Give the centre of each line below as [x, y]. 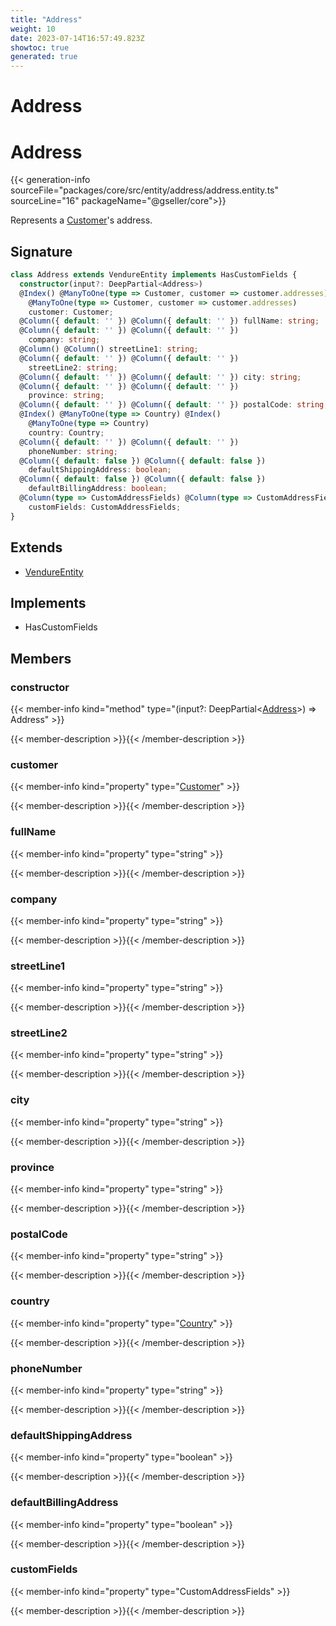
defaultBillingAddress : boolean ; [98, 489]
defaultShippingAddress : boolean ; [100, 470]
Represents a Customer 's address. [81, 220]
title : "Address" [46, 19]
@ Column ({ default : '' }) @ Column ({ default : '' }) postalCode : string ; [174, 405]
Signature [41, 251]
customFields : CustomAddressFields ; [105, 507]
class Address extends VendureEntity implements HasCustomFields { [154, 275]
